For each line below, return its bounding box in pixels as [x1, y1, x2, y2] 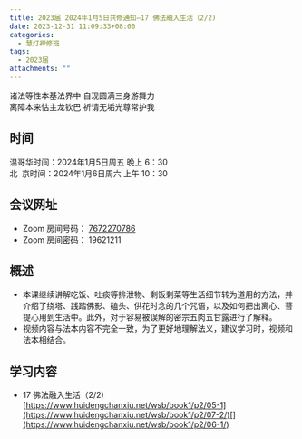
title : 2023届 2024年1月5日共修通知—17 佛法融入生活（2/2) [9, 13, 217, 23]
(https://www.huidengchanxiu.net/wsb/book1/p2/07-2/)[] [22, 410, 236, 421]
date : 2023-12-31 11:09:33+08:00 [9, 22, 136, 31]
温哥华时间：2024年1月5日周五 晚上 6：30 [9, 156, 168, 167]
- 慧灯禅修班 [17, 38, 61, 48]
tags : [9, 47, 30, 56]
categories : [9, 30, 54, 39]
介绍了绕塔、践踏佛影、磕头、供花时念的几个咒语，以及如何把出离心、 [22, 301, 286, 312]
